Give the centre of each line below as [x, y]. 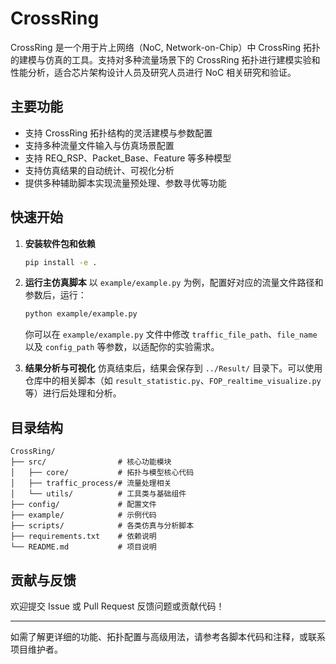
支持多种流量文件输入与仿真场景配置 [99, 145]
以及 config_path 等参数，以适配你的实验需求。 [122, 347]
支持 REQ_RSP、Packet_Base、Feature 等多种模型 [128, 158]
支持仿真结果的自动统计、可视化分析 [99, 170]
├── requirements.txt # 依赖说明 [83, 537]
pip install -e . [61, 262]
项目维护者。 [36, 649]
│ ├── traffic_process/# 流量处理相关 [91, 483]
